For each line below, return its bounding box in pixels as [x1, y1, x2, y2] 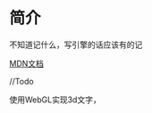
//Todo [9, 76, 34, 86]
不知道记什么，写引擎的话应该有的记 [9, 39, 143, 50]
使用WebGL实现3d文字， [9, 94, 101, 105]
